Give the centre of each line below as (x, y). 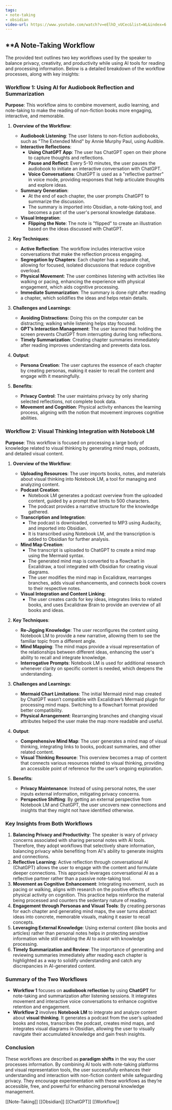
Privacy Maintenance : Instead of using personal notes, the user (88, 788)
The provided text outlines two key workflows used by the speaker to (78, 58)
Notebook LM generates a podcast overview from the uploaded (95, 495)
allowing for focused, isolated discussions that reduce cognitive (88, 265)
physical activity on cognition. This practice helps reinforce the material (88, 895)
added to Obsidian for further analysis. (69, 539)
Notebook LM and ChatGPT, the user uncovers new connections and (93, 805)
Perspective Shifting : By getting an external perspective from (86, 799)
